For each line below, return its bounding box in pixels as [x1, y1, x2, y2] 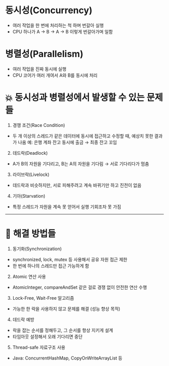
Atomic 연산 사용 [12, 273, 46, 280]
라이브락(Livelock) [12, 171, 50, 177]
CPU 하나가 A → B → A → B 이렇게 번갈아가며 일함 [12, 28, 113, 34]
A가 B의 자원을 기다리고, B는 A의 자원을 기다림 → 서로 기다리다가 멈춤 [12, 160, 149, 167]
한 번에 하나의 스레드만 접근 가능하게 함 [12, 262, 90, 268]
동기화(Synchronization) [12, 246, 62, 252]
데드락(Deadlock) [12, 150, 48, 156]
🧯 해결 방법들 [5, 228, 56, 239]
